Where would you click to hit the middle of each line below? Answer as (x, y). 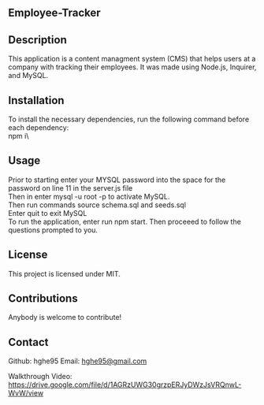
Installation (36, 100)
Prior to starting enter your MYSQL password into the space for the (117, 180)
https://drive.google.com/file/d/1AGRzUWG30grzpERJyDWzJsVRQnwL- (125, 385)
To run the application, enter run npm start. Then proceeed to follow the (125, 221)
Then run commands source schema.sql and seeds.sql (97, 205)
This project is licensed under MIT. (64, 273)
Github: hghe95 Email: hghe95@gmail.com (78, 361)
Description (37, 40)
